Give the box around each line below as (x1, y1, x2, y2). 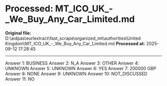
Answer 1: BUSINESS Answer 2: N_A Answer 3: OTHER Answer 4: (5, 60, 139, 66)
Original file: (5, 30, 31, 36)
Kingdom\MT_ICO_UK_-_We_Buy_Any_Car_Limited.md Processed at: (5, 40, 146, 46)
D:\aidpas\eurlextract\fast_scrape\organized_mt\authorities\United (5, 35, 141, 41)
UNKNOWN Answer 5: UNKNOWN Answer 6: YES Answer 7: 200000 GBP (5, 65, 157, 71)
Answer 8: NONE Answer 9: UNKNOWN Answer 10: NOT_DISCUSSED (5, 71, 148, 77)
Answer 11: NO (5, 76, 35, 82)
